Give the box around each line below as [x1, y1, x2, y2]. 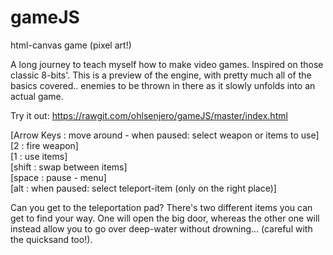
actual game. [10, 90, 64, 102]
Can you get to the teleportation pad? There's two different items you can [10, 201, 313, 213]
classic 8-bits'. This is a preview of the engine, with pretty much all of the [10, 69, 312, 81]
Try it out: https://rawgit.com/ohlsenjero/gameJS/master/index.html [10, 109, 288, 121]
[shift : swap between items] [10, 161, 128, 173]
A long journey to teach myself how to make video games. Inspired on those [10, 58, 324, 70]
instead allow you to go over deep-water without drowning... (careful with [10, 222, 313, 235]
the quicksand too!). [10, 233, 93, 245]
